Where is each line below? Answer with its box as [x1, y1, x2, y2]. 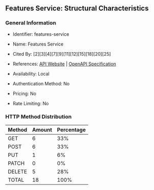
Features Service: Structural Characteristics [5, 4, 149, 13]
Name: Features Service [12, 41, 64, 47]
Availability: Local [12, 70, 49, 77]
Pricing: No [12, 90, 37, 97]
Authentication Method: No [12, 80, 70, 86]
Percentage [57, 126, 86, 133]
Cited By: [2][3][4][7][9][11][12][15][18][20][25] [12, 51, 111, 57]
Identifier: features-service [12, 31, 69, 37]
